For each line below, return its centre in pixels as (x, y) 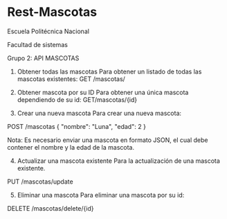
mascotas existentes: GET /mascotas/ (71, 79)
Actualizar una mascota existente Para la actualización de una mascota (118, 161)
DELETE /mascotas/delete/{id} (51, 208)
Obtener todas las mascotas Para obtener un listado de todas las (109, 71)
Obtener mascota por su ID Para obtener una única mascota (103, 92)
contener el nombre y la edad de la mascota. (71, 147)
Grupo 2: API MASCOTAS (43, 58)
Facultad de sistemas (37, 44)
